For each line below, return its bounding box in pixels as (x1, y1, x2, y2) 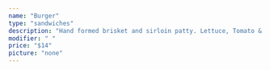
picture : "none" (8, 49, 63, 57)
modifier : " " (8, 34, 57, 43)
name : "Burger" (8, 11, 60, 20)
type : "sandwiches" (8, 19, 74, 27)
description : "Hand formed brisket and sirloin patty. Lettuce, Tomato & (8, 27, 263, 35)
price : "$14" (8, 42, 53, 50)
